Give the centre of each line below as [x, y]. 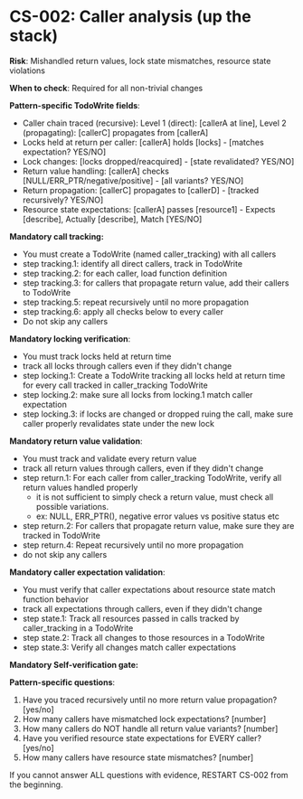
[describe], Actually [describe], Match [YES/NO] [112, 219]
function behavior [55, 599]
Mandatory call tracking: [57, 236]
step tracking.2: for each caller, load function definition [125, 273]
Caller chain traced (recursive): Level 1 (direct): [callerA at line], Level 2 [154, 123]
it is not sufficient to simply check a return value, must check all [155, 497]
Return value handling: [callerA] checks [96, 171]
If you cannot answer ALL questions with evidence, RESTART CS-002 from [149, 775]
